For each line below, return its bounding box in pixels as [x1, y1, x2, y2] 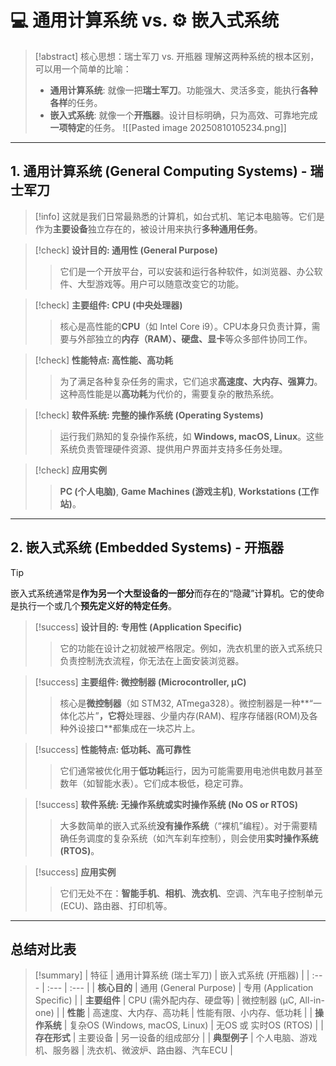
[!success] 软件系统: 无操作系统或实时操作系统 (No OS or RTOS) [34, 798, 298, 810]
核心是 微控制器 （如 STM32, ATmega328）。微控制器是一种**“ [59, 697, 313, 709]
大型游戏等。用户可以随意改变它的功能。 [77, 277, 245, 290]
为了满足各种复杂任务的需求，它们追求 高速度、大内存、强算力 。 [59, 375, 323, 387]
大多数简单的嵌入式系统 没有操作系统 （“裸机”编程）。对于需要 [59, 819, 309, 831]
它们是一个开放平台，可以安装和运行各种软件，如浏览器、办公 [59, 265, 315, 277]
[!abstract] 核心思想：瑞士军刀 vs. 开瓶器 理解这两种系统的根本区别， [34, 50, 320, 62]
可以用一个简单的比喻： [34, 62, 132, 75]
